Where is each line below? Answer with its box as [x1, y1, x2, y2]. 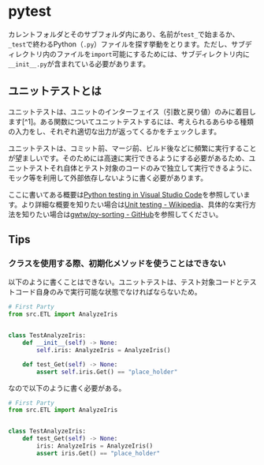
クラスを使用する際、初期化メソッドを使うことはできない [8, 258, 226, 269]
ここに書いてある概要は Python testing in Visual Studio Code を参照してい [8, 189, 244, 199]
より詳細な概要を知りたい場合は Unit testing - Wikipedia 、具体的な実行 [20, 200, 250, 209]
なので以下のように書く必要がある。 [8, 383, 126, 392]
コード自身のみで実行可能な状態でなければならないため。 [14, 287, 202, 297]
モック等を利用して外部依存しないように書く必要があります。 [8, 173, 207, 182]
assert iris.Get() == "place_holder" [36, 449, 160, 457]
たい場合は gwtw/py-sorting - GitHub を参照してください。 [35, 209, 223, 219]
